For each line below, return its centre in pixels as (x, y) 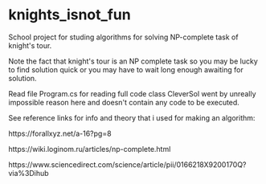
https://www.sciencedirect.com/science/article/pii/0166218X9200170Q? (127, 164)
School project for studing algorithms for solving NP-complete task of (123, 37)
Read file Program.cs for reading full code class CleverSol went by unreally (132, 93)
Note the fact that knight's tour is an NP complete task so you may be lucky (133, 61)
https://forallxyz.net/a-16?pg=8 (60, 133)
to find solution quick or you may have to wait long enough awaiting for (126, 69)
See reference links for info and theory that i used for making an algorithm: (132, 117)
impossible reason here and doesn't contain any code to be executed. (124, 102)
